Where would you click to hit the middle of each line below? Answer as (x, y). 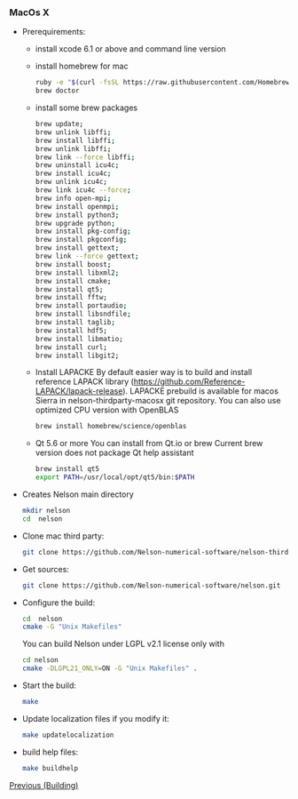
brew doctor (57, 91)
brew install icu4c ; (73, 174)
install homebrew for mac (82, 66)
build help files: (50, 752)
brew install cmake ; (73, 281)
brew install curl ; (71, 347)
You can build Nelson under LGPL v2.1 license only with (123, 644)
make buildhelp (50, 768)
